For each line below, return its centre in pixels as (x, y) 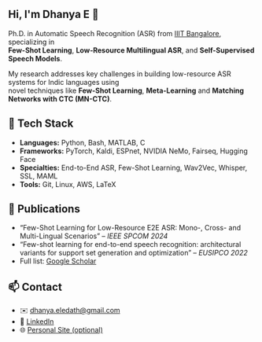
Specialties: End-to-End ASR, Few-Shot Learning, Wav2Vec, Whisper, (133, 167)
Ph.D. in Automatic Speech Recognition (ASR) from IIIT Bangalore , (115, 33)
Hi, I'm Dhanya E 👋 (54, 15)
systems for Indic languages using (64, 82)
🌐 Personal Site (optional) (61, 330)
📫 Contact (35, 287)
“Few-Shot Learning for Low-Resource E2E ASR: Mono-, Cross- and (130, 228)
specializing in (31, 42)
